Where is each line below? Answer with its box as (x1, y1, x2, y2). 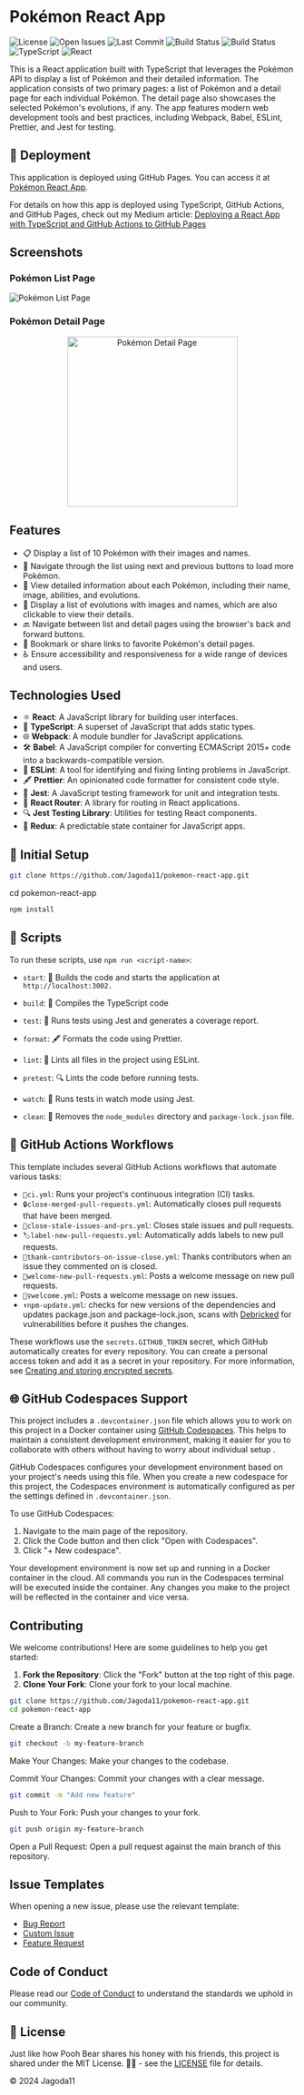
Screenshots (9, 245, 83, 261)
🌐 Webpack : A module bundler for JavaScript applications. (22, 731, 244, 742)
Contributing (9, 1618, 83, 1633)
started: (9, 1652, 39, 1663)
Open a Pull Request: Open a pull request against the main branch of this (9, 1841, 281, 1852)
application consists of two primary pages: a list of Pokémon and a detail (9, 83, 281, 93)
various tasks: (9, 1171, 62, 1182)
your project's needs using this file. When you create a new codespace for (9, 1471, 289, 1482)
